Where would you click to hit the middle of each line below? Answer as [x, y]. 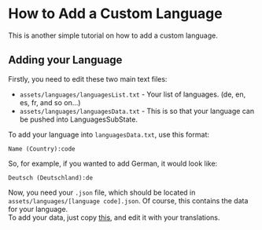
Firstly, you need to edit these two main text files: [88, 78]
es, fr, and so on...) [50, 102]
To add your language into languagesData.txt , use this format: [109, 134]
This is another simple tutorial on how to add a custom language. [113, 35]
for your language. [38, 209]
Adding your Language [65, 60]
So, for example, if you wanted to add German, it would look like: [113, 163]
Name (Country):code [42, 149]
